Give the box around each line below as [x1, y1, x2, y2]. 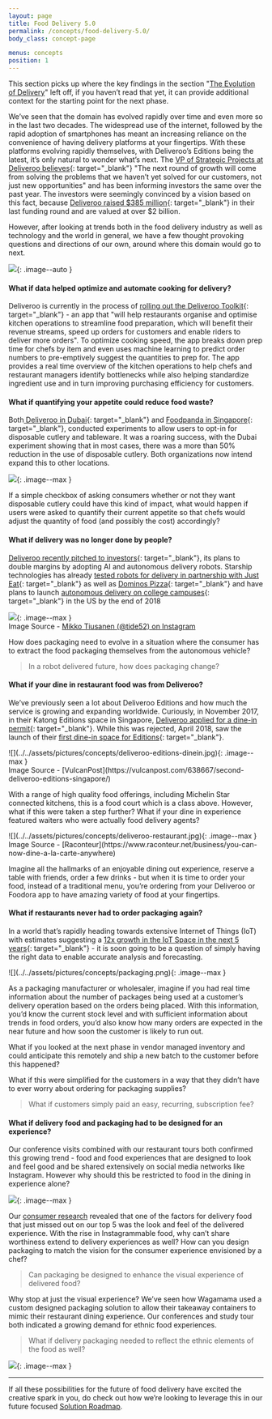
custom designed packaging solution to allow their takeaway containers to [8, 1303, 257, 1313]
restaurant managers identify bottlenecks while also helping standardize [8, 370, 249, 380]
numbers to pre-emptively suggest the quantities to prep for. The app [8, 353, 240, 363]
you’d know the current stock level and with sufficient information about [8, 1009, 249, 1019]
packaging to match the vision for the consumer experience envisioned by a [8, 1246, 262, 1255]
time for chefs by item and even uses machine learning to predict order [8, 344, 245, 354]
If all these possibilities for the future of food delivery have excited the [8, 1384, 242, 1394]
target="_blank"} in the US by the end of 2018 [8, 596, 161, 606]
